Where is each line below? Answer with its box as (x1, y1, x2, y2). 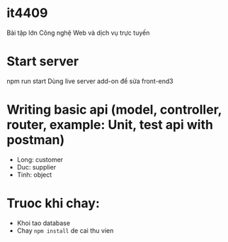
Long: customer (16, 155, 64, 164)
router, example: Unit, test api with (6, 117, 214, 133)
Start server (6, 53, 79, 70)
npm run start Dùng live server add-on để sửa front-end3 (6, 77, 174, 85)
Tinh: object (16, 170, 52, 179)
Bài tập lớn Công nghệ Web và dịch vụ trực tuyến (6, 28, 150, 37)
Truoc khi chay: (6, 195, 100, 211)
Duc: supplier (16, 163, 57, 171)
